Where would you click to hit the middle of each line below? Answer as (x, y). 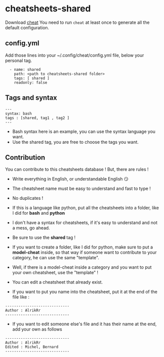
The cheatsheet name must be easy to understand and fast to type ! (82, 188)
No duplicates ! (28, 198)
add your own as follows (37, 329)
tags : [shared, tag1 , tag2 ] (37, 118)
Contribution (25, 157)
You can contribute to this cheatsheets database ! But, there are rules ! (77, 170)
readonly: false (31, 82)
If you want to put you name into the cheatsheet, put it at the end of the (85, 292)
